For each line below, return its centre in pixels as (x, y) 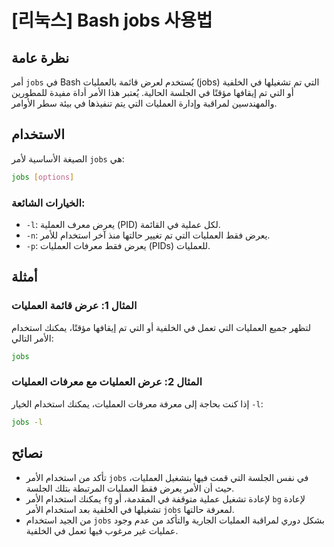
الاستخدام (38, 134)
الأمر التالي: (32, 338)
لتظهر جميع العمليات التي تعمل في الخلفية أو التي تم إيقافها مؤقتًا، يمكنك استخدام (161, 327)
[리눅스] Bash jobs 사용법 (112, 20)
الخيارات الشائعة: (48, 203)
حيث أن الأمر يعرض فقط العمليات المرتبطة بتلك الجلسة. (130, 488)
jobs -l (27, 422)
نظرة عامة (40, 57)
